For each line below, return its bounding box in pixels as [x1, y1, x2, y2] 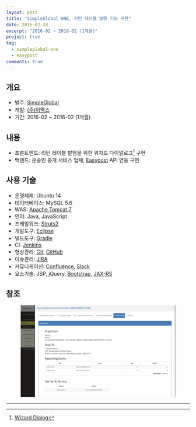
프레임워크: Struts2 [14, 220, 59, 227]
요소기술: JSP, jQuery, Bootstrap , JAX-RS [14, 270, 113, 277]
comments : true [6, 58, 43, 64]
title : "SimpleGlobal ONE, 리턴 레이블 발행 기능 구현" [6, 15, 131, 22]
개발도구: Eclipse [14, 227, 54, 234]
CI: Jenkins [14, 241, 42, 248]
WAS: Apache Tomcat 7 [14, 206, 72, 213]
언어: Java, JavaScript [14, 213, 68, 220]
